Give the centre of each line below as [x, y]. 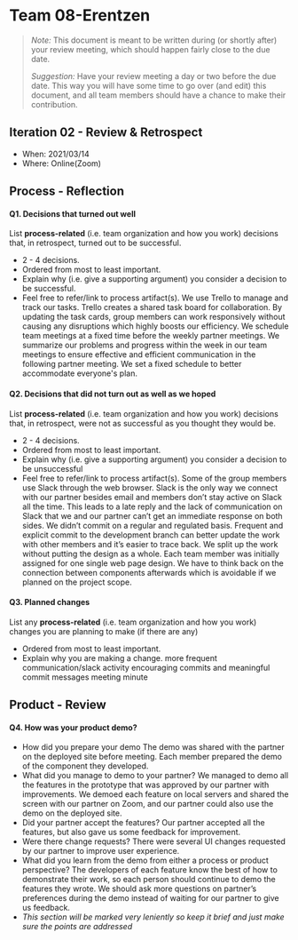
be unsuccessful [52, 468]
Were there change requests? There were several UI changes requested [153, 841]
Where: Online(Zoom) [62, 163]
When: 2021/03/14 [56, 154]
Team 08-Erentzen [80, 16]
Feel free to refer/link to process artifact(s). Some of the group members [154, 478]
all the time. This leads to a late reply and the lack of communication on [152, 506]
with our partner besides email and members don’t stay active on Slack [152, 497]
